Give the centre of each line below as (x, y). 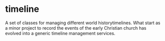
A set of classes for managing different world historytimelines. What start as (83, 23)
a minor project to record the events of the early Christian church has (76, 28)
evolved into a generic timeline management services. (60, 33)
